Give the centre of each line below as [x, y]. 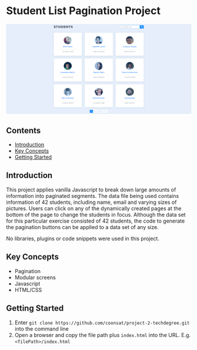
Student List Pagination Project [83, 11]
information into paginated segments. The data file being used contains [93, 196]
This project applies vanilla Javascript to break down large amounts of [91, 190]
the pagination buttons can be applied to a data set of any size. [82, 227]
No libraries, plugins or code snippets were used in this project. [83, 238]
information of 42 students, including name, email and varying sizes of [91, 202]
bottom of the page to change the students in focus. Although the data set [96, 214]
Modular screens [35, 277]
